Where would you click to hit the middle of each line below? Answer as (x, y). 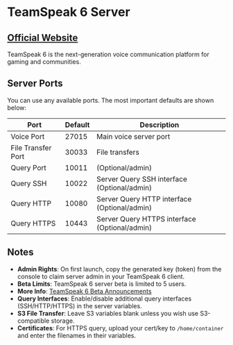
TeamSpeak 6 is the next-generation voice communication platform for (108, 54)
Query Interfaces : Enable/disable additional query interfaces (104, 298)
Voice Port (28, 136)
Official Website (43, 38)
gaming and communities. (44, 62)
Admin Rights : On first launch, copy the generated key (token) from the (119, 269)
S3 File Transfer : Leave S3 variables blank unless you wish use (108, 313)
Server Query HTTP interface (144, 199)
